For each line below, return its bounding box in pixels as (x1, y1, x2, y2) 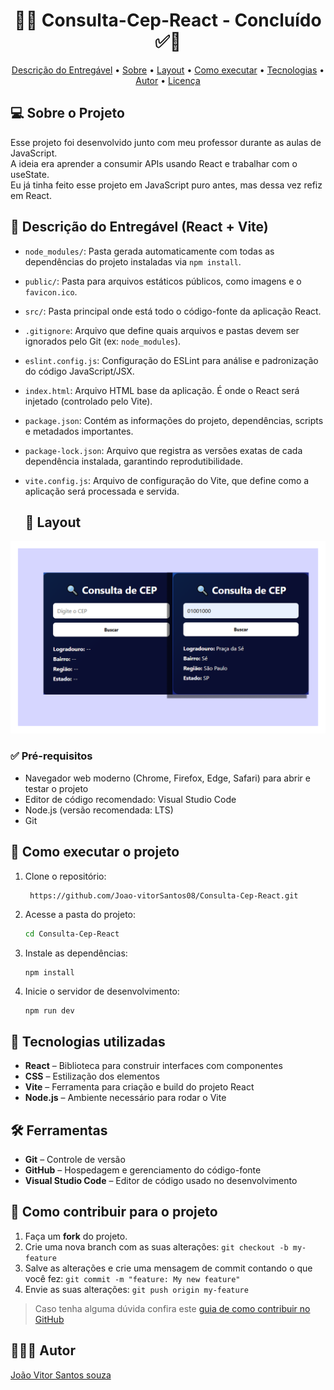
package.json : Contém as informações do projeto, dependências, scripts (24, 414, 324, 426)
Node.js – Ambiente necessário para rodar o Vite (24, 1092, 227, 1104)
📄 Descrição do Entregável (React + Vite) (10, 219, 269, 236)
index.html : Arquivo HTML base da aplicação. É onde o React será (24, 384, 300, 396)
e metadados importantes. (24, 425, 134, 437)
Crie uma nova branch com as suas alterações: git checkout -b (24, 1240, 289, 1253)
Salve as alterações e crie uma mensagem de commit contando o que (24, 1262, 313, 1274)
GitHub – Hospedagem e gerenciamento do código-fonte (24, 1164, 262, 1176)
